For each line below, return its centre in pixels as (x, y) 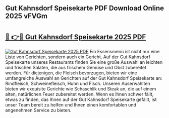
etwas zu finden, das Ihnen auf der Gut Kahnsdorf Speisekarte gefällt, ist (81, 99)
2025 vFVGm (26, 16)
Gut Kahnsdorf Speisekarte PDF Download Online (85, 8)
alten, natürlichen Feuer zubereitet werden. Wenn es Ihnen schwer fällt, (79, 94)
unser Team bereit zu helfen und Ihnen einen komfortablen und (71, 105)
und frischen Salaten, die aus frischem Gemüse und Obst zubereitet (76, 68)
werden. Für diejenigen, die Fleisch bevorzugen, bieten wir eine (71, 73)
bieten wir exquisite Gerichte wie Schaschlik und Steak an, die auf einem (81, 89)
